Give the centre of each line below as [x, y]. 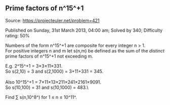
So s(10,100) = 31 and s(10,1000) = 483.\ [47, 87]
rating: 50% [17, 35]
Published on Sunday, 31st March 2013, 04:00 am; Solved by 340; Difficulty [84, 30]
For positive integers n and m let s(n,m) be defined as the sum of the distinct [85, 50]
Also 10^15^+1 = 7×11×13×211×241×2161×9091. [53, 82]
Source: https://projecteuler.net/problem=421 [52, 20]
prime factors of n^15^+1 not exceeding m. [49, 56]
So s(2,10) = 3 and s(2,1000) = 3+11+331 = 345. [54, 71]
